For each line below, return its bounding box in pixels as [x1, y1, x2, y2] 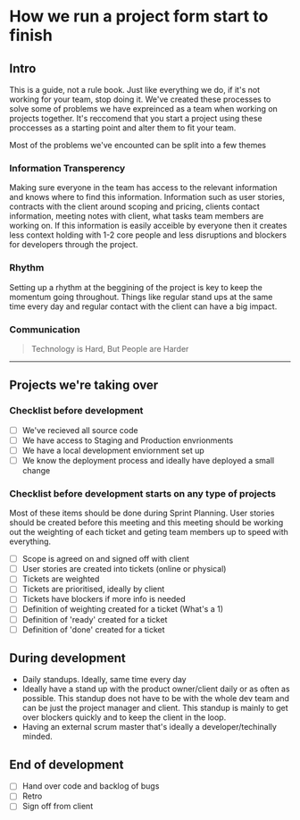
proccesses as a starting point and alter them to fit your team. [9, 122, 237, 133]
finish [9, 25, 54, 46]
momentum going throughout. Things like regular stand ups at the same [9, 291, 273, 302]
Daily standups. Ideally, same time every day [21, 674, 187, 685]
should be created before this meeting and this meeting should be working [9, 517, 284, 528]
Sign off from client [21, 801, 94, 812]
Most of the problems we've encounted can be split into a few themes [9, 140, 266, 150]
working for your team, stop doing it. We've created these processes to [9, 94, 271, 105]
